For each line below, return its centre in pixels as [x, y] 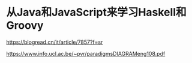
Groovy [25, 25]
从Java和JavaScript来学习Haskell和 [96, 12]
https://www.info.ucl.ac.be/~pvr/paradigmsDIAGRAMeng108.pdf [86, 53]
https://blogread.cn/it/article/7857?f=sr [55, 42]
